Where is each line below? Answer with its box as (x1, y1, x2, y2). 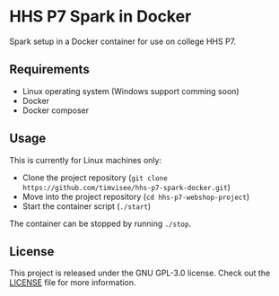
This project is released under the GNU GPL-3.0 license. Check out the (9, 267, 271, 279)
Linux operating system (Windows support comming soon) (22, 85, 240, 96)
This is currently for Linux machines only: (9, 154, 162, 165)
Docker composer (22, 105, 90, 116)
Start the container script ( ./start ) (22, 200, 152, 212)
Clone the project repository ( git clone (22, 172, 168, 183)
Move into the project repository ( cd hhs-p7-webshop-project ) (22, 191, 250, 202)
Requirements (9, 62, 90, 77)
